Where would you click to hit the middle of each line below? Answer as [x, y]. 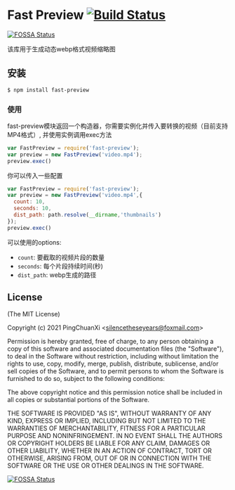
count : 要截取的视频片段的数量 [61, 257]
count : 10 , [29, 202]
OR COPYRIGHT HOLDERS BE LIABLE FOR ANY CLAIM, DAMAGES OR [109, 444]
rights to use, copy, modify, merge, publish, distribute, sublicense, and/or [113, 364]
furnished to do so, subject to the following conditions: [86, 379]
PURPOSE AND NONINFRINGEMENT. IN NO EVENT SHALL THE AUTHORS [115, 436]
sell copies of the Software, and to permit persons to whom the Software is [116, 371]
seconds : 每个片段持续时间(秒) [60, 266]
